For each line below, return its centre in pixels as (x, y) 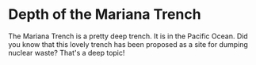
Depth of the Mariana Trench (105, 14)
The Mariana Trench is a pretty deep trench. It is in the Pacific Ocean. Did (128, 36)
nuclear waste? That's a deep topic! (67, 52)
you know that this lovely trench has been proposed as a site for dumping (128, 44)
